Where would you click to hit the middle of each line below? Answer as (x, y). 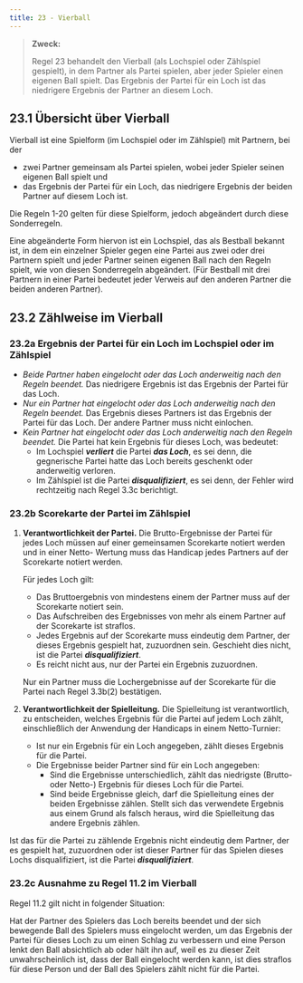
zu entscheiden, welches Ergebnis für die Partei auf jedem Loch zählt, (153, 719)
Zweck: (46, 43)
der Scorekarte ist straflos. (85, 626)
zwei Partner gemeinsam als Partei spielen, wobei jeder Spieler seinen (153, 168)
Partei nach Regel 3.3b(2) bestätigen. (92, 692)
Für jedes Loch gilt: (58, 580)
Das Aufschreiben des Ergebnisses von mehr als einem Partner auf (161, 616)
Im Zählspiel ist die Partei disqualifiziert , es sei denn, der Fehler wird (165, 480)
